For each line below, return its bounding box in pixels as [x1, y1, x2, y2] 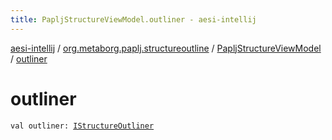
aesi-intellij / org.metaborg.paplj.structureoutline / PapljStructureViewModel [10, 42, 322, 54]
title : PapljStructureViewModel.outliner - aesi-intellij [10, 14, 257, 25]
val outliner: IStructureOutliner [10, 121, 155, 131]
